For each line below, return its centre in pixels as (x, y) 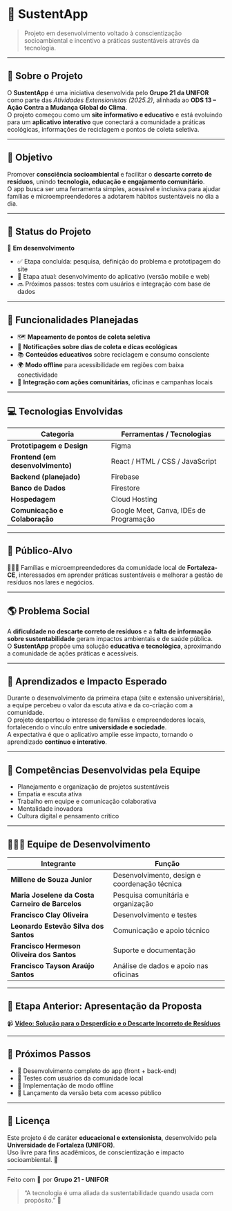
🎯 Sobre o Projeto (45, 76)
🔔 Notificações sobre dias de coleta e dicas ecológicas (97, 347)
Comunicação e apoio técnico (162, 931)
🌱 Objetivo (30, 158)
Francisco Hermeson (46, 946)
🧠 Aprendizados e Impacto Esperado (87, 681)
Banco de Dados (38, 488)
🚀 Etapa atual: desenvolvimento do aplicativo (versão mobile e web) (114, 277)
